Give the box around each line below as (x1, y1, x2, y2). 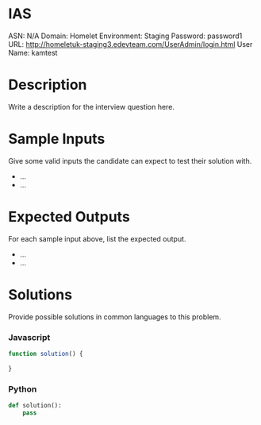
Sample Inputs (8, 130, 106, 148)
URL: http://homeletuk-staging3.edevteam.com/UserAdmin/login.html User (8, 39, 253, 48)
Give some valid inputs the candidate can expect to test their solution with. (8, 156, 252, 165)
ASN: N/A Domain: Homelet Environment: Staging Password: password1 (8, 31, 243, 41)
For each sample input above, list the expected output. (8, 234, 186, 243)
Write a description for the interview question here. (8, 102, 175, 111)
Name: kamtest (8, 48, 58, 57)
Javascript (8, 331, 51, 342)
